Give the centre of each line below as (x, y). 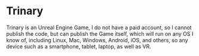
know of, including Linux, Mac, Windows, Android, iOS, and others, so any (97, 40)
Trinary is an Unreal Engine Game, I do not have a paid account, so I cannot (99, 27)
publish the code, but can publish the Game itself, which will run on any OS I (100, 33)
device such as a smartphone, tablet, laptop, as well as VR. (79, 46)
